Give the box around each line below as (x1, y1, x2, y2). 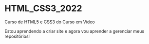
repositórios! (4, 33, 30, 39)
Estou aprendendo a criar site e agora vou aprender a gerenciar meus (4, 28, 145, 34)
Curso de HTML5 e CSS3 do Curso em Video (4, 19, 95, 25)
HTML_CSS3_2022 (4, 3, 82, 14)
